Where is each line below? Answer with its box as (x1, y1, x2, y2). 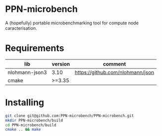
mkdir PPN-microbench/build (5, 118, 63, 123)
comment (103, 61, 126, 68)
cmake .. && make (5, 127, 41, 132)
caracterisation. (5, 25, 37, 31)
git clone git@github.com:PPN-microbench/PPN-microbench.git (5, 113, 134, 118)
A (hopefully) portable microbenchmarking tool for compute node (5, 20, 139, 26)
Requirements (5, 43, 64, 54)
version (52, 61, 70, 68)
